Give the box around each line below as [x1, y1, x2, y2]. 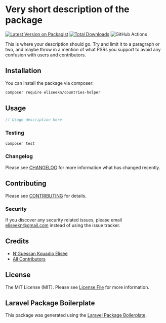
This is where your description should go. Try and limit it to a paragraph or [5, 41, 160, 47]
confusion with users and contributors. [5, 52, 86, 58]
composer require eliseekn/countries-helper [5, 90, 101, 95]
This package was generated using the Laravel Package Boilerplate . [5, 312, 147, 318]
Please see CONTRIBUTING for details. [5, 192, 87, 199]
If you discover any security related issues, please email [5, 217, 122, 223]
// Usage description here [5, 117, 62, 122]
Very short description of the [5, 4, 130, 15]
